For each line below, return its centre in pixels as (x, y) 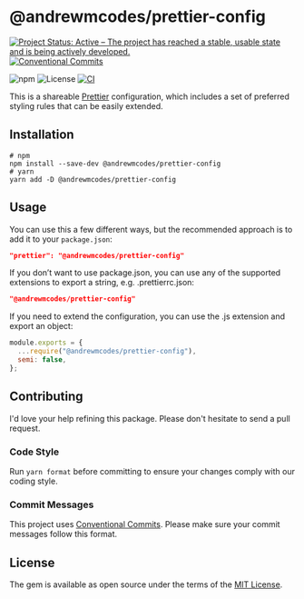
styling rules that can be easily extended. (86, 105)
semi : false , (42, 360)
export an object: (41, 326)
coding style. (34, 481)
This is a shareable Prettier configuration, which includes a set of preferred (150, 96)
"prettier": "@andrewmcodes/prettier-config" (97, 255)
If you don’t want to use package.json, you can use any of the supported (145, 273)
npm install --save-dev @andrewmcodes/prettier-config (115, 164)
